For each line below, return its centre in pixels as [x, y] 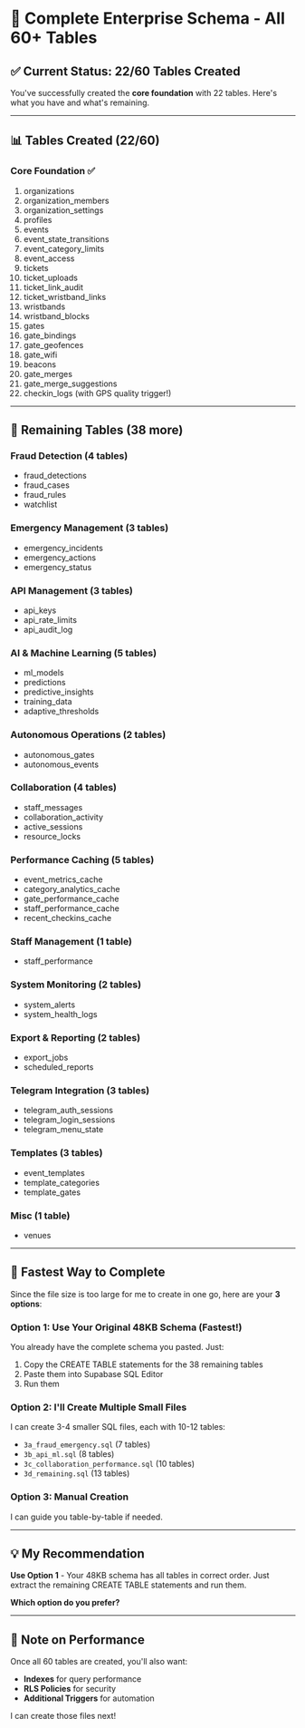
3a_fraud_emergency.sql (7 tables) [87, 1444]
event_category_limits [64, 248]
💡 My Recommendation [78, 1554]
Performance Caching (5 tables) [82, 859]
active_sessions [53, 826]
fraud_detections [55, 476]
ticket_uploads [50, 277]
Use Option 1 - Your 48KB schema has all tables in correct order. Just [140, 1576]
